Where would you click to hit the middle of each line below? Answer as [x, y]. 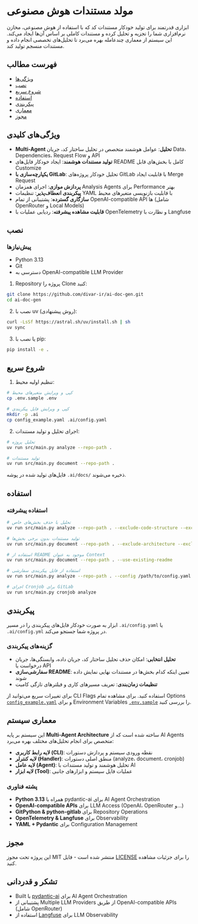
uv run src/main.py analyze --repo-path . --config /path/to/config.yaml [99, 576]
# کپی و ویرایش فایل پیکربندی [38, 409]
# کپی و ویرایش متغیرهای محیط [40, 393]
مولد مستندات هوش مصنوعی [70, 11]
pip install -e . [28, 349]
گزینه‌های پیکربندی [29, 646]
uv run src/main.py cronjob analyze [51, 592]
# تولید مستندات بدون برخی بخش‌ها [43, 538]
